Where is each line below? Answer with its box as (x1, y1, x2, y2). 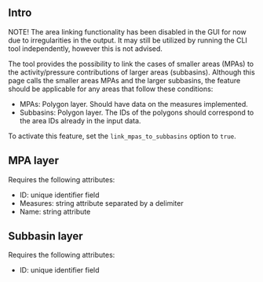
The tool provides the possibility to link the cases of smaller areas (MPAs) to (8, 59, 254, 68)
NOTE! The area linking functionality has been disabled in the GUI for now (8, 27, 247, 36)
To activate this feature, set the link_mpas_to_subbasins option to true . (8, 131, 237, 141)
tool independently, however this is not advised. (8, 43, 163, 53)
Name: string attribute (19, 207, 91, 216)
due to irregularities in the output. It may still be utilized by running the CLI (8, 35, 247, 45)
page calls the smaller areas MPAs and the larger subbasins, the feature (8, 75, 241, 85)
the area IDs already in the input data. (19, 115, 141, 125)
